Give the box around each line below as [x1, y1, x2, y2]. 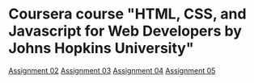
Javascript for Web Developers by [8, 22, 243, 40]
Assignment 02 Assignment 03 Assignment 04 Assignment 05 [8, 65, 216, 75]
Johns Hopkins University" [8, 39, 194, 57]
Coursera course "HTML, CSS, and [8, 5, 247, 23]
